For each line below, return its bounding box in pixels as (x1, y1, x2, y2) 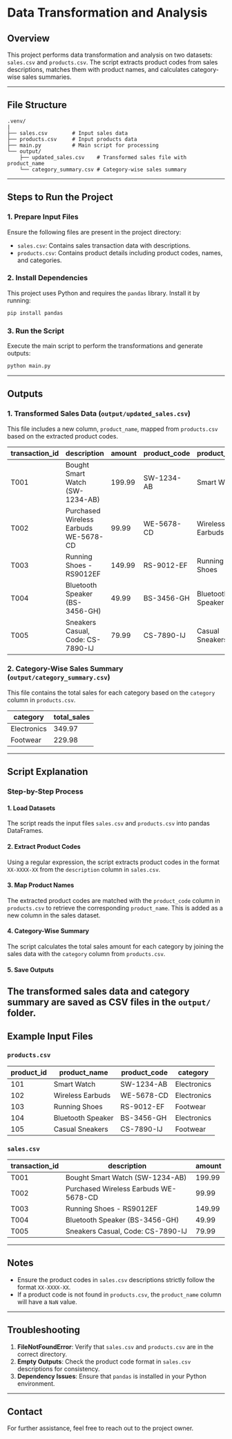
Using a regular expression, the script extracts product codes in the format (7, 858, 220, 866)
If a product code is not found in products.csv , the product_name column (17, 1290, 222, 1299)
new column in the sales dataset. (7, 911, 101, 919)
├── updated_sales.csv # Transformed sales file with (19, 154, 187, 161)
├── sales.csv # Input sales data (7, 129, 128, 136)
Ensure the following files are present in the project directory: (7, 228, 182, 236)
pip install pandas (7, 309, 64, 316)
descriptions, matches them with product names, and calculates (7, 66, 190, 73)
